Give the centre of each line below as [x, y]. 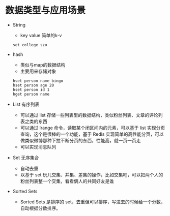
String [19, 25]
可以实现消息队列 [38, 147]
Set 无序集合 [26, 158]
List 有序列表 [26, 104]
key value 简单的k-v [41, 35]
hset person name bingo [38, 81]
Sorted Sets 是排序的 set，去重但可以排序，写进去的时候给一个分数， [93, 202]
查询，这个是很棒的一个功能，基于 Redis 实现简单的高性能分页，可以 [92, 134]
